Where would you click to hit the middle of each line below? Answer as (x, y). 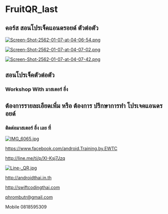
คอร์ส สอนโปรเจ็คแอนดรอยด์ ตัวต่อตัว (52, 28)
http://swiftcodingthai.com (33, 187)
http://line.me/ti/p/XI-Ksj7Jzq (35, 158)
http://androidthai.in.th (28, 178)
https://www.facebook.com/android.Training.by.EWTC (61, 148)
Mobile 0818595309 (26, 207)
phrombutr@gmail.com (29, 197)
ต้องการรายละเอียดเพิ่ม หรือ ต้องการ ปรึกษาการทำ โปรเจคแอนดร (84, 106)
